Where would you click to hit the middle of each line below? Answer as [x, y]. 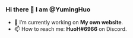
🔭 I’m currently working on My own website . [69, 23]
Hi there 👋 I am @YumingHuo [48, 9]
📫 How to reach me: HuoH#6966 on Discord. [70, 29]
